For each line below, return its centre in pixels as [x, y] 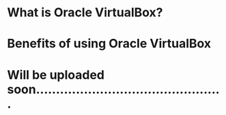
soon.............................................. [113, 89]
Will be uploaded [56, 75]
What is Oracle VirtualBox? [85, 13]
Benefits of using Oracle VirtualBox [109, 44]
